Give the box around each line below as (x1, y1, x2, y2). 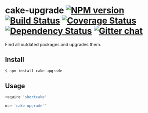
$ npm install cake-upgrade (5, 68, 63, 73)
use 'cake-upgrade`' (5, 103, 47, 109)
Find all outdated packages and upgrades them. (5, 41, 102, 47)
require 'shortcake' (5, 95, 47, 99)
